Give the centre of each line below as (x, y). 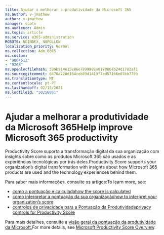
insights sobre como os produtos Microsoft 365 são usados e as (71, 157)
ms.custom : (16, 56)
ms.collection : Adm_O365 (31, 51)
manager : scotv (21, 23)
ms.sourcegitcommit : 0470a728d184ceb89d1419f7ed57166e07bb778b (72, 74)
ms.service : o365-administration (40, 38)
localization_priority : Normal (37, 46)
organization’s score (33, 202)
